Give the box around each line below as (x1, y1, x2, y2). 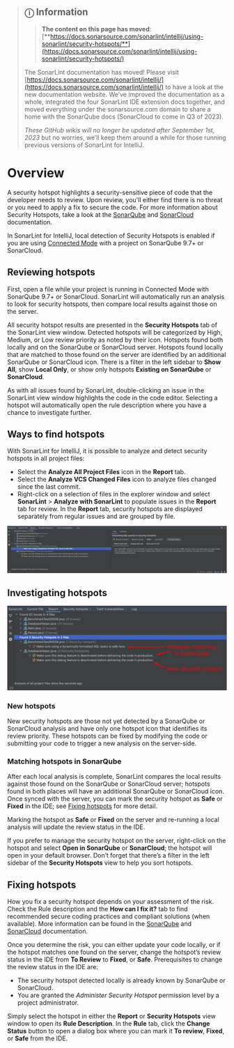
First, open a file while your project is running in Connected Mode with (7, 284, 209, 293)
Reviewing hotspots (7, 266, 95, 278)
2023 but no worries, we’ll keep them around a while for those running (24, 133, 226, 142)
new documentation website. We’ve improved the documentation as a (24, 90, 225, 98)
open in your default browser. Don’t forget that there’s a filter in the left (7, 851, 210, 860)
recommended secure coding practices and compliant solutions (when (7, 912, 210, 920)
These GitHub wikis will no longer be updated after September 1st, (24, 126, 215, 134)
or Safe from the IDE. (7, 1034, 68, 1042)
